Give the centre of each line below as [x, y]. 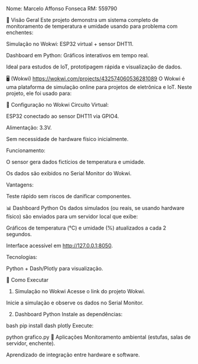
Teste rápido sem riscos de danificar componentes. [69, 196]
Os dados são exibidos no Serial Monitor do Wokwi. [69, 173]
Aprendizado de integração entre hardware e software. [73, 355]
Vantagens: [20, 185]
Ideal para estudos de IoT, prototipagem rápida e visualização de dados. [94, 67]
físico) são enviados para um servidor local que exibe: [72, 217]
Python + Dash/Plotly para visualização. [55, 268]
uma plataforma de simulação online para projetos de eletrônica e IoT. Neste [99, 87]
